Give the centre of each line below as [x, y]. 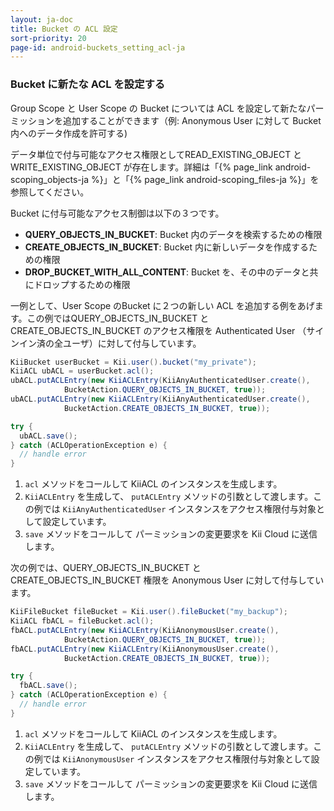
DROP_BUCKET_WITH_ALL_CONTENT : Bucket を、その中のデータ [163, 272]
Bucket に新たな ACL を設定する [88, 84]
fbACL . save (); [48, 686]
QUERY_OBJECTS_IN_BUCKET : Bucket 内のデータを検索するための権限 [173, 234]
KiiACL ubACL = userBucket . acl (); [82, 371]
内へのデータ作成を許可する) [69, 133]
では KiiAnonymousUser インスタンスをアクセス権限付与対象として [177, 758]
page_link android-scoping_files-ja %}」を [232, 179]
